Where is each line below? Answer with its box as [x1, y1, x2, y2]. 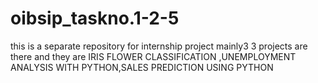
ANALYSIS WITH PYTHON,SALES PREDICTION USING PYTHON [10, 61, 274, 73]
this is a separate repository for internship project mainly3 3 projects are [10, 40, 308, 52]
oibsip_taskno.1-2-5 [10, 7, 180, 30]
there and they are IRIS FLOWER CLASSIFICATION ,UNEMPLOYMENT [10, 50, 297, 62]
